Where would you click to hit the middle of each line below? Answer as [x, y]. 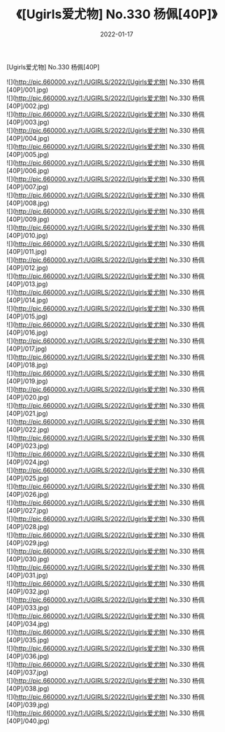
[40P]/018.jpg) [27, 365]
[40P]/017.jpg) [27, 349]
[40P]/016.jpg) [27, 332]
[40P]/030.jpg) [28, 559]
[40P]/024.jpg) [28, 462]
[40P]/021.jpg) [27, 413]
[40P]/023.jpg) [28, 446]
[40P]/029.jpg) [28, 542]
